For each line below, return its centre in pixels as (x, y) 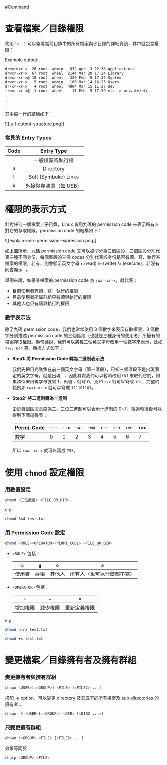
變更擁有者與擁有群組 (31, 677)
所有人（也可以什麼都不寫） (102, 574)
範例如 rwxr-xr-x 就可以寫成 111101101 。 (54, 388)
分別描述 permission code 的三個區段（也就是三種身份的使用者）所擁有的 (84, 336)
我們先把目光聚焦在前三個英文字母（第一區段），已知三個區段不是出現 (83, 369)
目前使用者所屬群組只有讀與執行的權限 (52, 297)
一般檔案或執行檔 (54, 160)
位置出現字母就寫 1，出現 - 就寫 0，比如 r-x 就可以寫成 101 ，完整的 (90, 382)
